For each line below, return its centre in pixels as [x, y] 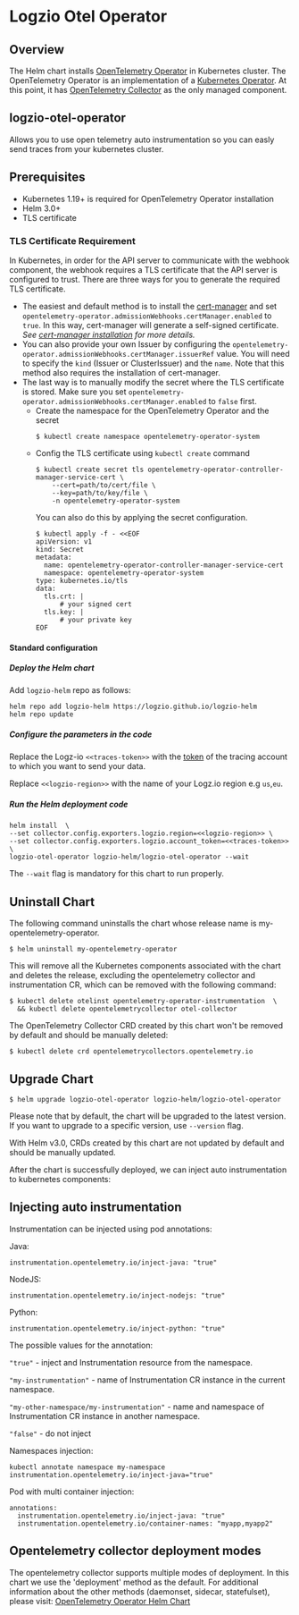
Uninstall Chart [52, 902]
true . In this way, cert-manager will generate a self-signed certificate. [150, 325]
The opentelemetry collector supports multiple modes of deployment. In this [149, 1572]
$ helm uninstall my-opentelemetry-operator [93, 950]
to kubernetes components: [60, 1180]
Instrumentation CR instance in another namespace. [105, 1416]
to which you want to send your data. [77, 766]
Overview [37, 50]
